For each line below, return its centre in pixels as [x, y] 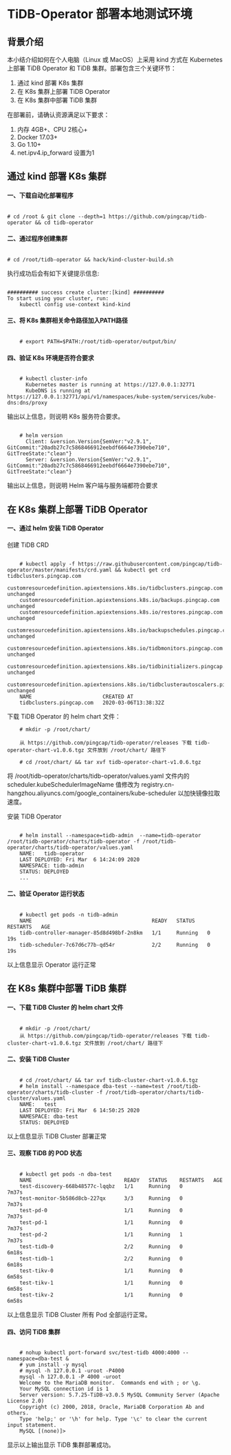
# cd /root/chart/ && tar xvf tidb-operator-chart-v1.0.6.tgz [110, 762]
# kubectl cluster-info [54, 379]
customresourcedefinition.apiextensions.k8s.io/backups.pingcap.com [120, 600]
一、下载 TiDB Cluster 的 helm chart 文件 [65, 1007]
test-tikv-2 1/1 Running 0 [101, 1295]
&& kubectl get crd [142, 570]
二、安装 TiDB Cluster [38, 1059]
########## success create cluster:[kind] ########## [86, 292]
